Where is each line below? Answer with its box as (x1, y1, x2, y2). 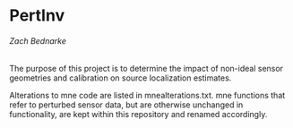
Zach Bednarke (9, 35, 67, 46)
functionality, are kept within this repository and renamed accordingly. (9, 109, 268, 120)
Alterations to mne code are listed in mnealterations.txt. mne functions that (9, 90, 286, 101)
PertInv (9, 5, 65, 26)
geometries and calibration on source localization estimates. (9, 73, 232, 83)
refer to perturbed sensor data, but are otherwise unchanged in (9, 99, 244, 110)
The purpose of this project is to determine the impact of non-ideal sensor (9, 64, 284, 74)
